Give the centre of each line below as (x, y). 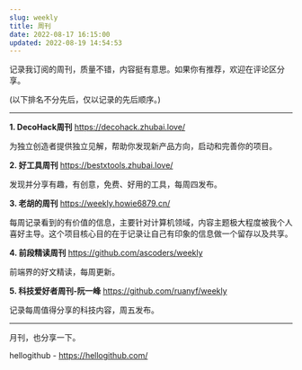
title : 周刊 (30, 26)
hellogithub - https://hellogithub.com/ (79, 356)
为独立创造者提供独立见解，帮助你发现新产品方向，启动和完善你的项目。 (143, 146)
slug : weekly (34, 18)
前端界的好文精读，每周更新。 (64, 272)
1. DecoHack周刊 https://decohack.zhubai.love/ (98, 128)
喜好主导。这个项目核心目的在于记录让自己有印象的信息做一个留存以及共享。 (151, 233)
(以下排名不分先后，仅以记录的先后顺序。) (85, 100)
